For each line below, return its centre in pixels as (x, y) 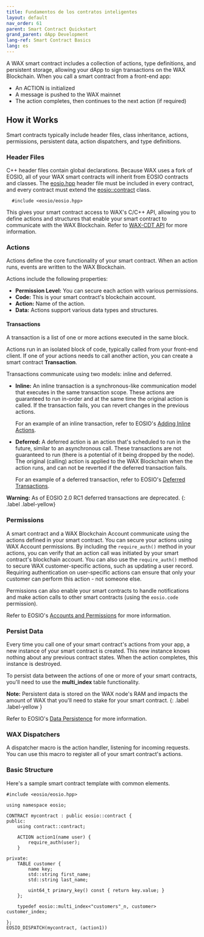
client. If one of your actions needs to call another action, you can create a (100, 356)
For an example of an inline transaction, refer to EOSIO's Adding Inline (103, 423)
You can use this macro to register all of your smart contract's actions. (94, 754)
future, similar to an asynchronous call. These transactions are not (98, 448)
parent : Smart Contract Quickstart (51, 29)
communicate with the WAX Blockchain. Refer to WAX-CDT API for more (97, 225)
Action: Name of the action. (50, 304)
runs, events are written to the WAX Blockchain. (66, 267)
